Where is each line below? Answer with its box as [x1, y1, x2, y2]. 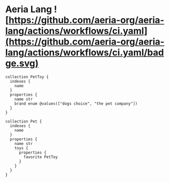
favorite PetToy [23, 154, 58, 160]
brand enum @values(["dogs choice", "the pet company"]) [14, 101, 138, 106]
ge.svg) [5, 57, 39, 69]
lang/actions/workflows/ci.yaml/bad [5, 47, 164, 58]
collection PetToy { [5, 74, 49, 79]
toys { [14, 145, 29, 150]
